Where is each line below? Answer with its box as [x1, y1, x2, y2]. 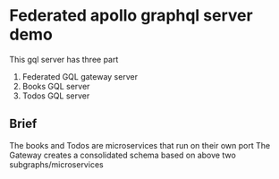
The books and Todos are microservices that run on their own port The [9, 140, 271, 150]
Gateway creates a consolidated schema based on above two [9, 149, 237, 160]
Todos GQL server [21, 90, 90, 101]
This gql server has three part [9, 54, 119, 64]
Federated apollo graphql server [9, 5, 253, 26]
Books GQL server [21, 81, 90, 91]
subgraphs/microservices [9, 158, 105, 170]
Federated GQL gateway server [21, 71, 139, 81]
